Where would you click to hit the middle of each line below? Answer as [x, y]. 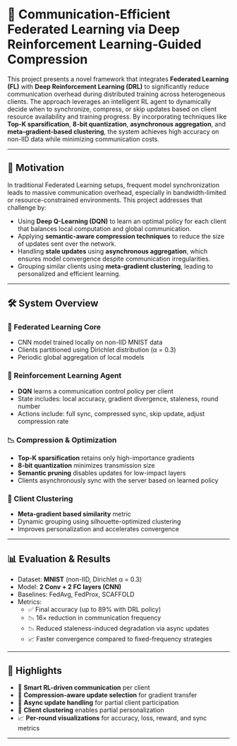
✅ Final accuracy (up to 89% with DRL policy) [95, 610]
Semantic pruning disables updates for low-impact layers [102, 473]
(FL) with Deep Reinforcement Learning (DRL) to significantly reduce [108, 86]
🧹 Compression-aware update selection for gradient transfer [107, 694]
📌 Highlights [35, 670]
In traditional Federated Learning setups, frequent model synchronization [114, 185]
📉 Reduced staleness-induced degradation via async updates [119, 629]
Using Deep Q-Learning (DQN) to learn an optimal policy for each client [122, 221]
